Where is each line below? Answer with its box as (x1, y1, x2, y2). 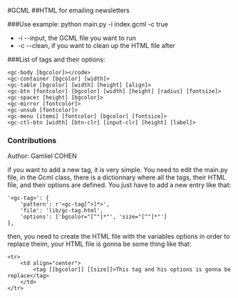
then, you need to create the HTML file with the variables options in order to (7, 232, 230, 241)
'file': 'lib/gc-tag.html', (20, 207, 103, 214)
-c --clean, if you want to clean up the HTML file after (17, 41, 176, 49)
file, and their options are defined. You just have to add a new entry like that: (7, 181, 232, 189)
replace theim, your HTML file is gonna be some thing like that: (7, 239, 192, 249)
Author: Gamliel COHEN (7, 152, 77, 160)
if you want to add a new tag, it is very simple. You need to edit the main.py (7, 166, 228, 174)
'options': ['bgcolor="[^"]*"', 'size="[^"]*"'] (20, 214, 167, 221)
